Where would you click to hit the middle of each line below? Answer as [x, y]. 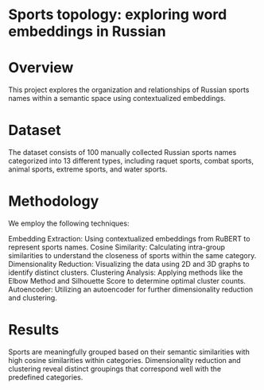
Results [34, 330]
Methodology [54, 201]
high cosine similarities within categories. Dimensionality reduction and [124, 360]
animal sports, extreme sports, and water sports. [88, 169]
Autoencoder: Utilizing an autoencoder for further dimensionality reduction [131, 289]
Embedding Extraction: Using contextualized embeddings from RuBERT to [129, 239]
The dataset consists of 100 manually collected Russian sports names [122, 153]
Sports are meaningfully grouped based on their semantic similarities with [129, 352]
